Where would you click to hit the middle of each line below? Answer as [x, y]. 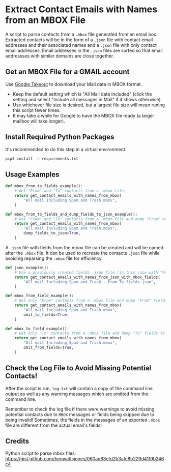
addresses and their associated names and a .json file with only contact [81, 45]
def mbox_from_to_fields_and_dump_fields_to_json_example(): [72, 214]
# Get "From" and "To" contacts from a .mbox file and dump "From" [87, 219]
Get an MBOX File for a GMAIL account [67, 72]
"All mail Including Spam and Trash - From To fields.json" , [90, 282]
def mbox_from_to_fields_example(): [44, 186]
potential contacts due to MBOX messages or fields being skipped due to [80, 414]
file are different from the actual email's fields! [53, 425]
